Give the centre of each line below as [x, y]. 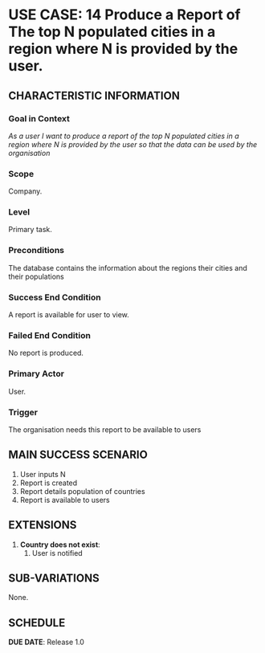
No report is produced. [46, 353]
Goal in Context [39, 118]
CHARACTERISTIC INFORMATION [94, 95]
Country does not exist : [60, 545]
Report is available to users [65, 500]
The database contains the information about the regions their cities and [128, 267]
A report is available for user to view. [69, 315]
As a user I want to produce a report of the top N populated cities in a [124, 136]
